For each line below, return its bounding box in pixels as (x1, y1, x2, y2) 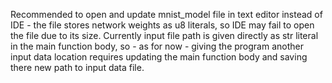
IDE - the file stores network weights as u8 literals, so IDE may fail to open (10, 19, 315, 31)
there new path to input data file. (10, 62, 145, 73)
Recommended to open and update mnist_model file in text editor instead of (10, 9, 323, 20)
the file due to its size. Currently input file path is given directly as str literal (10, 30, 319, 41)
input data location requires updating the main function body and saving (10, 51, 308, 63)
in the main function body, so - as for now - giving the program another (10, 40, 304, 52)
